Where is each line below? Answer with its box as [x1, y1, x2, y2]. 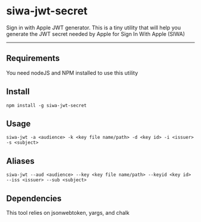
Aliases [6, 156, 35, 166]
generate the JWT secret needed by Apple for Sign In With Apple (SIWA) [6, 30, 185, 37]
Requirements [6, 53, 60, 63]
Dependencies [6, 193, 62, 203]
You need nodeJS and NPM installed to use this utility [6, 69, 139, 76]
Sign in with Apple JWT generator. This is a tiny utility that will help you [6, 24, 181, 31]
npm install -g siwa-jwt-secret [6, 102, 87, 108]
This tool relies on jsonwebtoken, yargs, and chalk [6, 209, 130, 216]
